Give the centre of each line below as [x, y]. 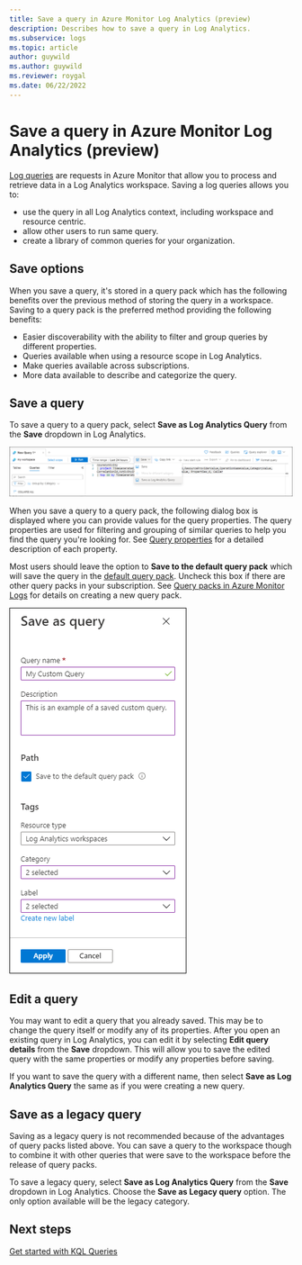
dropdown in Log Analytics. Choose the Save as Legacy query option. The [148, 1192]
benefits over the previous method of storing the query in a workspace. [142, 300]
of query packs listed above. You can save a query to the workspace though [151, 1146]
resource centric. [54, 221]
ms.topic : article [44, 48]
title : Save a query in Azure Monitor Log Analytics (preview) [130, 19]
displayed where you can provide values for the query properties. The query [151, 520]
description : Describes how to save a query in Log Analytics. [130, 28]
